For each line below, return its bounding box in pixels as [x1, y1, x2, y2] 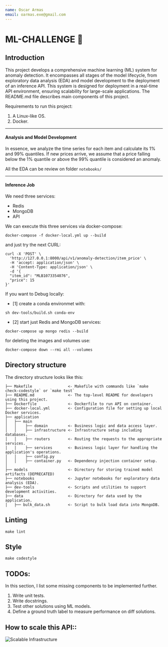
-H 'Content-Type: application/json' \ [9, 264, 93, 270]
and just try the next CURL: [5, 242, 61, 248]
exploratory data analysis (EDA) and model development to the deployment [5, 77, 160, 83]
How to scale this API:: [5, 623, 77, 631]
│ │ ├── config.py [5, 454, 55, 459]
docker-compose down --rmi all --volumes [5, 347, 93, 352]
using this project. [5, 397, 48, 402]
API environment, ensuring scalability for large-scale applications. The [5, 88, 150, 94]
